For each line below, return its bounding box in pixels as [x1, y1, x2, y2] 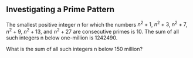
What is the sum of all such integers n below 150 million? [6, 46, 143, 53]
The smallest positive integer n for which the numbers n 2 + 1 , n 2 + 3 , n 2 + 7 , [6, 20, 188, 28]
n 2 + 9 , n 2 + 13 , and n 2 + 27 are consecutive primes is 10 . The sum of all [6, 27, 179, 35]
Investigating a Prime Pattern [6, 5, 115, 14]
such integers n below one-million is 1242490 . [6, 34, 118, 41]
